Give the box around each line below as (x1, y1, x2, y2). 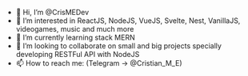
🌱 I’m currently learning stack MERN (15, 32, 135, 42)
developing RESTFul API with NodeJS (15, 50, 140, 59)
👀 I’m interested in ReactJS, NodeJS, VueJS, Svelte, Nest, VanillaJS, (15, 16, 241, 25)
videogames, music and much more (15, 25, 134, 33)
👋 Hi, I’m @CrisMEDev (15, 8, 90, 17)
